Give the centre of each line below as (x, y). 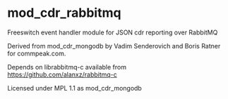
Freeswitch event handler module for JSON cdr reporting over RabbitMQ (113, 32)
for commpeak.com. (37, 53)
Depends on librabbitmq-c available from (67, 67)
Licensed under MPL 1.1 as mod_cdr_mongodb (75, 88)
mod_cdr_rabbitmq (64, 13)
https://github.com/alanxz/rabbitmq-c (62, 74)
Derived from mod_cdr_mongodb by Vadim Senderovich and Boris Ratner (114, 46)
